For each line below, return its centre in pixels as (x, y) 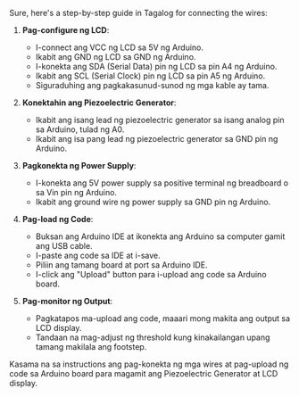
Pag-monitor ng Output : (67, 301)
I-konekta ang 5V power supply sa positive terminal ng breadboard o (162, 183)
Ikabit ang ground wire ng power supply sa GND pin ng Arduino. (153, 202)
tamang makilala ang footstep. (91, 347)
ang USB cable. (64, 246)
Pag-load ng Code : (58, 219)
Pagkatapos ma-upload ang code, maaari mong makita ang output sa (163, 318)
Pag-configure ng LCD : (66, 30)
